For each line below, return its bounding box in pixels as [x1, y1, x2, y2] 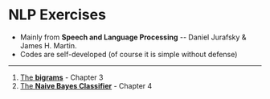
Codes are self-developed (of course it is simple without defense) [19, 49, 238, 59]
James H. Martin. [19, 40, 78, 50]
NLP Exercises [8, 6, 107, 24]
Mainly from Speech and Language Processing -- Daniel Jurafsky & [19, 32, 247, 42]
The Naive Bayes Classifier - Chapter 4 [19, 80, 153, 90]
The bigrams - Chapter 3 [19, 72, 104, 82]
